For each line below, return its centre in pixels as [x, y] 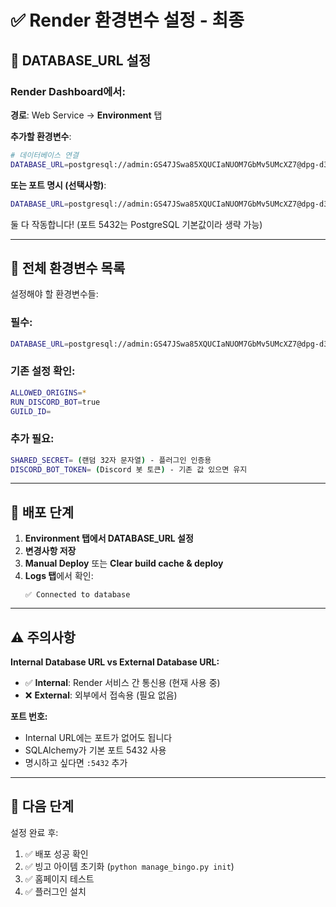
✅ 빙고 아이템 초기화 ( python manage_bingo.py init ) [129, 866]
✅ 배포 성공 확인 [56, 853]
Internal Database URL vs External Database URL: [115, 662]
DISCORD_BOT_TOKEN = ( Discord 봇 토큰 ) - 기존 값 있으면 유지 [129, 469]
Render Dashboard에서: [68, 91]
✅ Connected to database [77, 595]
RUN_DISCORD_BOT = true [55, 402]
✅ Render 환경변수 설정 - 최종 [127, 20]
